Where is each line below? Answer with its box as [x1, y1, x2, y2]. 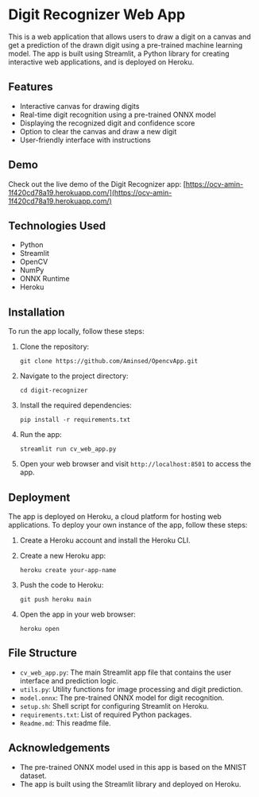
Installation [8, 305, 65, 319]
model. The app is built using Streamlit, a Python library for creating [8, 48, 230, 58]
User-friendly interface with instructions [19, 135, 151, 145]
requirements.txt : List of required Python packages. [19, 710, 192, 719]
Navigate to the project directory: [19, 371, 129, 381]
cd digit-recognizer [19, 387, 88, 395]
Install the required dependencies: [19, 400, 133, 410]
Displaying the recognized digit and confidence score [19, 118, 195, 128]
